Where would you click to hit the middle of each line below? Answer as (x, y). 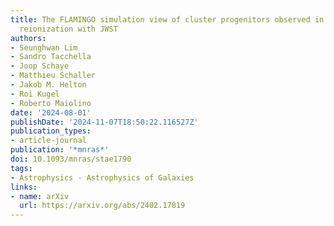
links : (24, 187)
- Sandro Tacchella (51, 57)
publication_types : (51, 131)
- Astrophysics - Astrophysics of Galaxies (102, 177)
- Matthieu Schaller (53, 76)
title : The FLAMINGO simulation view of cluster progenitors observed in (167, 19)
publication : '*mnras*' (60, 150)
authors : (28, 38)
